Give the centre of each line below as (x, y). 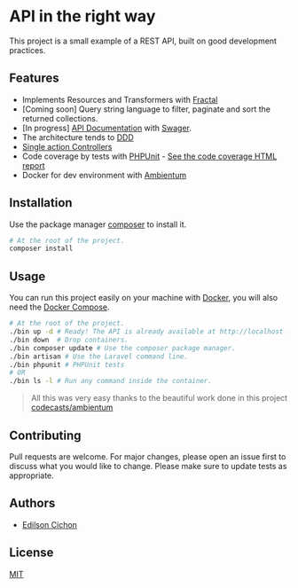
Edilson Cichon (50, 524)
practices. (27, 50)
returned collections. (60, 118)
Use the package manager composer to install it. (98, 224)
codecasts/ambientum (72, 408)
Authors (32, 503)
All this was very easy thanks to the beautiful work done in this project (159, 398)
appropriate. (32, 475)
